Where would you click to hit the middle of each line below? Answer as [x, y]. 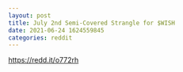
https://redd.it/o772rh [44, 60]
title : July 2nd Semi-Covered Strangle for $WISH [92, 23]
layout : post [30, 15]
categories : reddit [40, 38]
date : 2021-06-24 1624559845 [56, 30]
